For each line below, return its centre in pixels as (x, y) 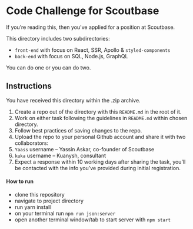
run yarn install (33, 207)
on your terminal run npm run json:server (65, 213)
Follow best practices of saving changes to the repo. (78, 130)
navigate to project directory (49, 201)
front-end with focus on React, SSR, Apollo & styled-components (92, 50)
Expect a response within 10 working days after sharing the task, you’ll (100, 162)
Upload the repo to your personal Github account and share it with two (100, 137)
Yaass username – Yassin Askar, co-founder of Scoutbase (84, 149)
